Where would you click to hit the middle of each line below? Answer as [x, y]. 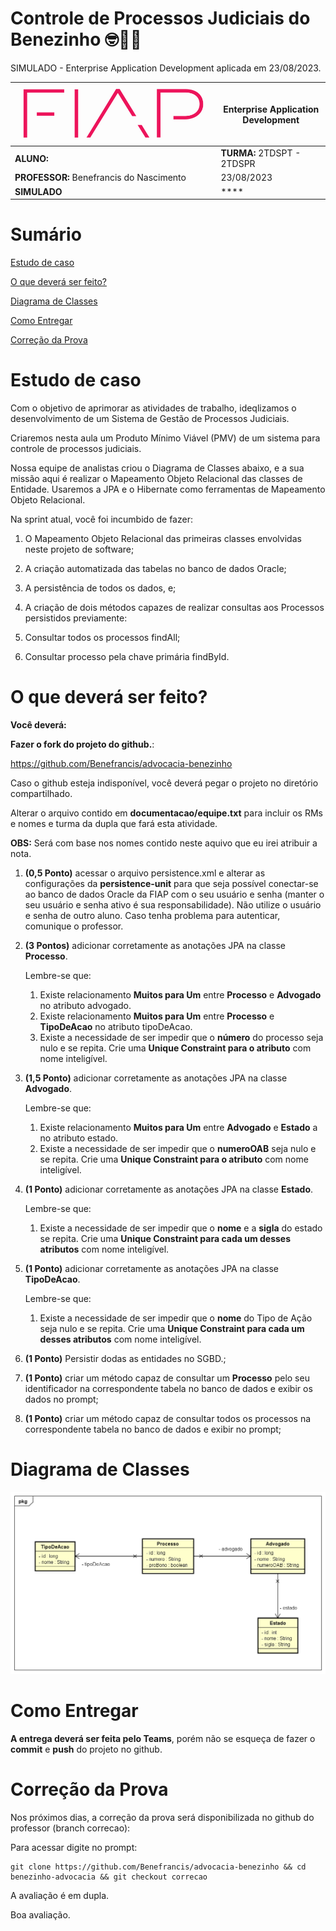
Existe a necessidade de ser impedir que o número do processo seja [181, 1037]
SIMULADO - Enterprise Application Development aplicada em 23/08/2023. [166, 68]
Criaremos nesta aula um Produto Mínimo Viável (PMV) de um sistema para [165, 438]
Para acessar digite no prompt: [74, 1847]
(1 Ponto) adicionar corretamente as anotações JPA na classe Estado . [169, 1189]
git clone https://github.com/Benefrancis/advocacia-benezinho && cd [158, 1867]
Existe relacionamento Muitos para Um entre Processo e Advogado [180, 994]
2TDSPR [238, 164]
